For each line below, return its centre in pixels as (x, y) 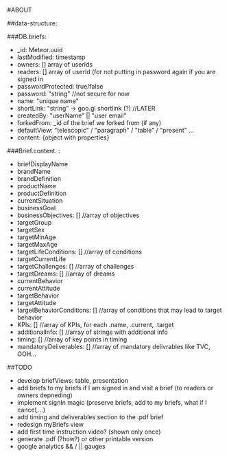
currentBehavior (40, 281)
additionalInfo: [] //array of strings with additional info (92, 332)
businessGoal (36, 208)
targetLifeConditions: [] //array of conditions (80, 252)
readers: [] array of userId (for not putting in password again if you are (116, 72)
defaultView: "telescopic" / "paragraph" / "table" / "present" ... (105, 130)
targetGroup (34, 222)
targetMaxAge (37, 244)
